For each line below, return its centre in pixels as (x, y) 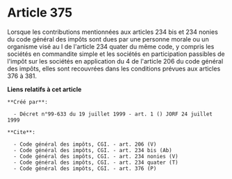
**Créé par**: (28, 102)
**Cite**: (22, 132)
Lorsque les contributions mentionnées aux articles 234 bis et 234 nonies (113, 32)
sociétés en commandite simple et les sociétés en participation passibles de (116, 54)
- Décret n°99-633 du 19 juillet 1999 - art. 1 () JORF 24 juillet (113, 114)
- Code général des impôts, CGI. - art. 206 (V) (85, 144)
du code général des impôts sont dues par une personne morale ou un (108, 39)
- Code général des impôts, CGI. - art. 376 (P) (85, 168)
